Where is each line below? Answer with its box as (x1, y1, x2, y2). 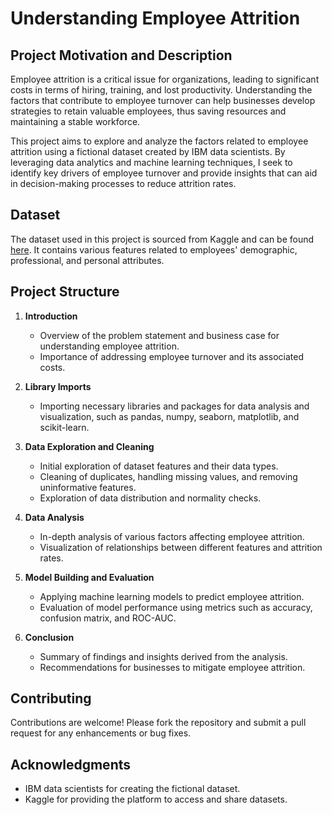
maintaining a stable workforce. (10, 116, 141, 127)
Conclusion (24, 631, 75, 643)
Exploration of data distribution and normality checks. (39, 492, 262, 504)
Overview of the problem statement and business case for (39, 329, 280, 341)
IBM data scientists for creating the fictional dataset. (24, 783, 241, 795)
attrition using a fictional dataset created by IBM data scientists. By (10, 146, 286, 157)
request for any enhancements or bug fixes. (10, 727, 192, 739)
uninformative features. (39, 481, 137, 493)
